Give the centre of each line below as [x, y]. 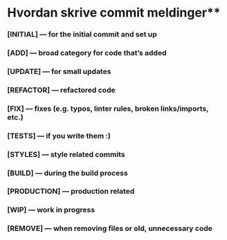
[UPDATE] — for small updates [59, 71]
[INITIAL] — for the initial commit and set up [82, 35]
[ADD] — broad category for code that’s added [87, 53]
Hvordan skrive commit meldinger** [114, 13]
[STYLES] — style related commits [66, 154]
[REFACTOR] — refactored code [61, 90]
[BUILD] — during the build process [67, 173]
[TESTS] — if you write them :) [59, 136]
